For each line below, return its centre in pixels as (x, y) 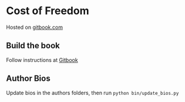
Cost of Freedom (48, 11)
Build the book (33, 46)
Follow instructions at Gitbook (42, 60)
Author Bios (28, 79)
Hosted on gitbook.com (35, 27)
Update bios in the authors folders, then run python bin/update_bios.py (92, 93)
